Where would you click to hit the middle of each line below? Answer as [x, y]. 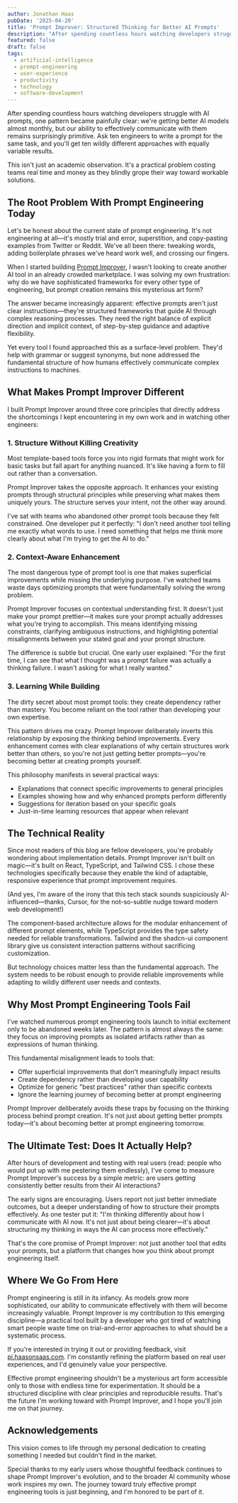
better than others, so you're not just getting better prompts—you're [107, 753]
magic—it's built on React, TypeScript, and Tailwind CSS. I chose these [111, 866]
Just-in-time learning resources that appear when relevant [103, 811]
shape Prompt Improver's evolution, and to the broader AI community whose [119, 1476]
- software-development [49, 93]
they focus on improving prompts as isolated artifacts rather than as [106, 1037]
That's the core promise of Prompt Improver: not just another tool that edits [117, 1243]
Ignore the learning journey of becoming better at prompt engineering [119, 1095]
